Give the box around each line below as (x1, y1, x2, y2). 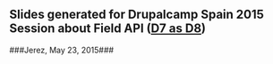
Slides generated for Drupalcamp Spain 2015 (9, 7, 264, 22)
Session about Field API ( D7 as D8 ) (9, 21, 206, 36)
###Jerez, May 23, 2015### (9, 44, 115, 55)
